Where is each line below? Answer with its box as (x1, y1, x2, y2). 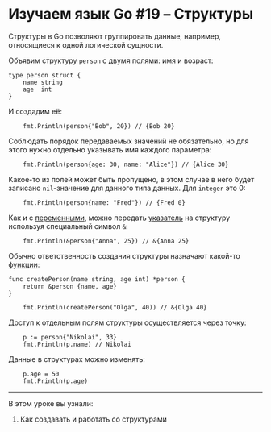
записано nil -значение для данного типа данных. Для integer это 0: (8, 183, 246, 193)
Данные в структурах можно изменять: (8, 354, 145, 363)
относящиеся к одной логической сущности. (8, 39, 164, 49)
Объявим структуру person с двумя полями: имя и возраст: (8, 56, 214, 65)
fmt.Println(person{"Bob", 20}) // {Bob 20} (23, 122, 175, 130)
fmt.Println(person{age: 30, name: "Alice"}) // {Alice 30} (23, 160, 229, 168)
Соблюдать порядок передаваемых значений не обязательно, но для (8, 136, 249, 146)
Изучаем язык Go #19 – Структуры (8, 5, 254, 23)
